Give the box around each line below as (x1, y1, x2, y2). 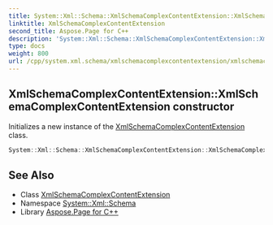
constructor (172, 100, 235, 114)
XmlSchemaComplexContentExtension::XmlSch (8, 87, 258, 102)
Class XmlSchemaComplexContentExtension (19, 190, 171, 200)
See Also (8, 168, 54, 182)
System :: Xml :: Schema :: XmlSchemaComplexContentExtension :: (8, 145, 209, 154)
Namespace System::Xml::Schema (19, 198, 136, 208)
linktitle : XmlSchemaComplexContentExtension (8, 19, 165, 28)
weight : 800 (8, 50, 49, 58)
